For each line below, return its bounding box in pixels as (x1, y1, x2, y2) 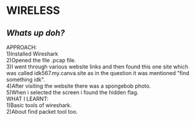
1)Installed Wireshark (6, 50, 59, 57)
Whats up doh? (6, 28, 65, 38)
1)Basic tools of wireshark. (6, 102, 72, 109)
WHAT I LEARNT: (6, 95, 49, 102)
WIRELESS (6, 4, 60, 18)
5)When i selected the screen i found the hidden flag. (6, 89, 139, 96)
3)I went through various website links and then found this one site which (6, 63, 188, 70)
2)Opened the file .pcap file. (6, 57, 77, 64)
